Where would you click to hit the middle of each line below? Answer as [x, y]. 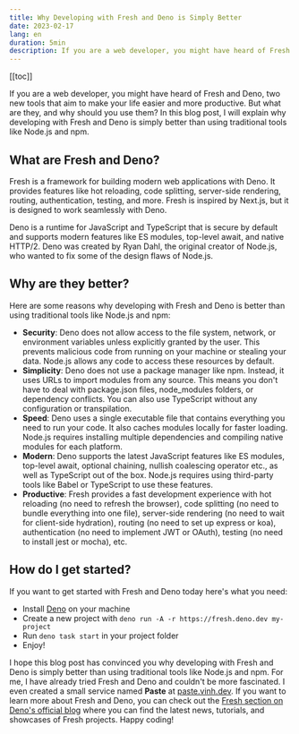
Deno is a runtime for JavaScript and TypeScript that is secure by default [144, 227]
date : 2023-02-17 [42, 26]
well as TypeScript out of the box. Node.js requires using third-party [148, 474]
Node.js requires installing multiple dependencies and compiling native [153, 437]
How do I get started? [70, 570]
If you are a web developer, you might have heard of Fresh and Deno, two [145, 94]
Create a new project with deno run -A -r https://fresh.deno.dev [145, 618]
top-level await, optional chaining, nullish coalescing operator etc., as [150, 465]
